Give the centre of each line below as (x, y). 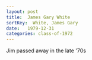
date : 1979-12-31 (30, 28)
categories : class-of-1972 (39, 34)
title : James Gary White (38, 17)
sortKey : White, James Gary (42, 23)
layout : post (22, 12)
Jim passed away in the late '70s (46, 50)
